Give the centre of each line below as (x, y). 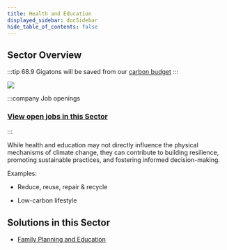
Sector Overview (45, 55)
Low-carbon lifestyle (47, 200)
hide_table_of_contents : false (53, 27)
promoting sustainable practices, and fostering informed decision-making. (114, 160)
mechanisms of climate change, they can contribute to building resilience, (113, 153)
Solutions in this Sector (58, 222)
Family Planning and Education (61, 240)
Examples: (22, 174)
